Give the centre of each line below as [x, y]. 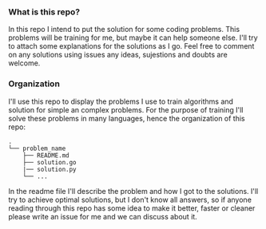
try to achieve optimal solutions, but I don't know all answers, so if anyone [130, 199]
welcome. [24, 63]
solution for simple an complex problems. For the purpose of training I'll [126, 109]
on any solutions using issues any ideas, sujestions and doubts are [118, 55]
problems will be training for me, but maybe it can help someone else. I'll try [133, 38]
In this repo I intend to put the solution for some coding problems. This [124, 30]
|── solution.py [50, 169]
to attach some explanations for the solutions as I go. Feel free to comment [131, 46]
